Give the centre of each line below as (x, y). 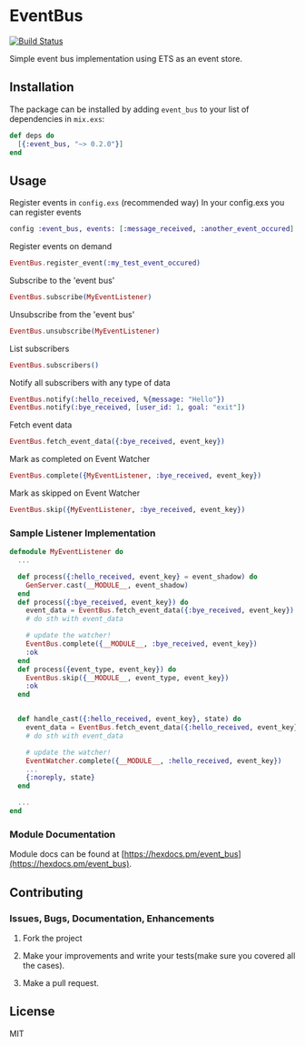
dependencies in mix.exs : (57, 118)
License (32, 1012)
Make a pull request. (61, 982)
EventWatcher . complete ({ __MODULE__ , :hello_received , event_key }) (154, 760)
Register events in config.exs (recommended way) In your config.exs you (147, 203)
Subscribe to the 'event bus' (62, 280)
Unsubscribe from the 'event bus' (72, 314)
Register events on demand (61, 246)
